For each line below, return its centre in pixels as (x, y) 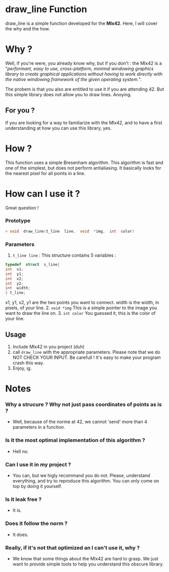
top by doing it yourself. (37, 486)
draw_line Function (46, 9)
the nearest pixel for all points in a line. (46, 173)
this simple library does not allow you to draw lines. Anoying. (69, 94)
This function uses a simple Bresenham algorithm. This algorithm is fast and (84, 162)
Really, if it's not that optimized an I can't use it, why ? (73, 548)
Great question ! (22, 208)
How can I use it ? (43, 194)
